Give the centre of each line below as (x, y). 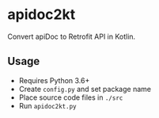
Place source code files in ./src (71, 97)
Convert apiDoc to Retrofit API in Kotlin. (72, 36)
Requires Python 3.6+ (54, 80)
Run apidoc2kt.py (47, 105)
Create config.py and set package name (85, 89)
